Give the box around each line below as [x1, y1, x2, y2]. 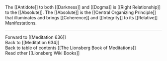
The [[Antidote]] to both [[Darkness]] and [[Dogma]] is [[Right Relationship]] [5, 4, 161, 10]
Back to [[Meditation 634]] [5, 40, 60, 45]
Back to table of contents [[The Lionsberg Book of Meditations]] [5, 45, 136, 51]
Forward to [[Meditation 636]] [5, 34, 66, 40]
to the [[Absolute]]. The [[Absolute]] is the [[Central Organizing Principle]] [5, 9, 157, 15]
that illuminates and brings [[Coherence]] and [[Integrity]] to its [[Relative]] [5, 15, 158, 20]
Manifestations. [5, 20, 37, 26]
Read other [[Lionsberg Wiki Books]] [5, 50, 80, 56]
